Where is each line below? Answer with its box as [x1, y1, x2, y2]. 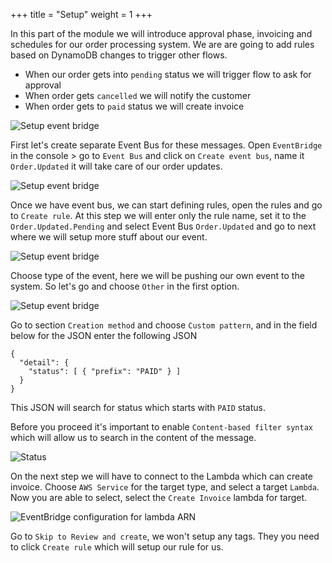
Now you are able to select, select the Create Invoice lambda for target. [10, 492, 308, 503]
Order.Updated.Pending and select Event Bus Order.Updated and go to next [10, 220, 317, 232]
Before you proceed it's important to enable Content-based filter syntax [10, 421, 314, 433]
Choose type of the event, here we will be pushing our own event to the [10, 270, 305, 281]
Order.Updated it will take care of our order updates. [10, 160, 223, 172]
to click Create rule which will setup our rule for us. [10, 541, 224, 553]
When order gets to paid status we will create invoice [24, 100, 245, 112]
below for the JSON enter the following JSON [10, 330, 198, 341]
